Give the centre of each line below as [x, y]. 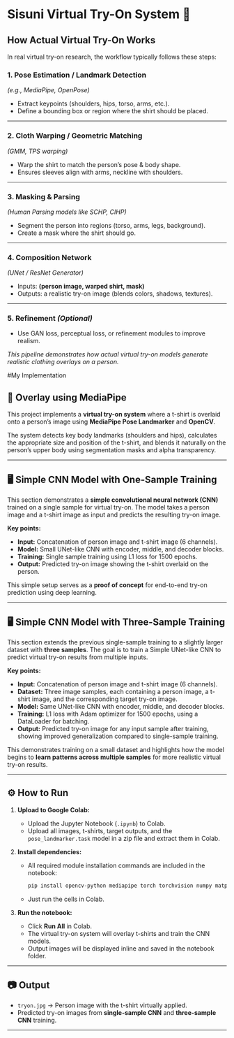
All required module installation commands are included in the [116, 865]
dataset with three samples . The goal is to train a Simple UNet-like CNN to [114, 649]
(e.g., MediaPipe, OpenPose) [49, 90]
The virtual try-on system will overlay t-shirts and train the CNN [119, 933]
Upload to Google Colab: [53, 809]
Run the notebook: [45, 912]
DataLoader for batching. [53, 721]
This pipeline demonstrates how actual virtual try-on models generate [108, 354]
